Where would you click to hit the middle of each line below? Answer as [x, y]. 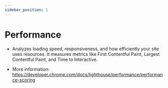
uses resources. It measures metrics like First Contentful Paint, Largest [86, 54]
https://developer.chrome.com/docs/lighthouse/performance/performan [87, 74]
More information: [31, 69]
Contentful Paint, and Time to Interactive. [55, 59]
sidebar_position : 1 [27, 10]
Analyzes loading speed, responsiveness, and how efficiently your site [86, 49]
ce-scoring [24, 80]
